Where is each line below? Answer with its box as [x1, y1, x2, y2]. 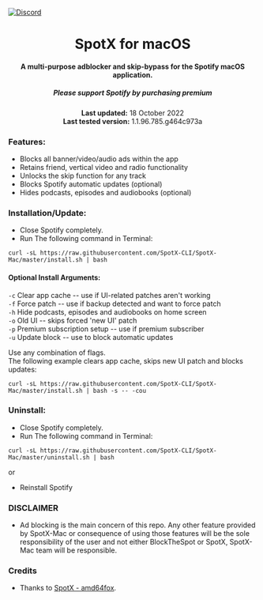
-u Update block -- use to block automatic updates [8, 332, 174, 342]
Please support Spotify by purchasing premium [53, 88, 212, 98]
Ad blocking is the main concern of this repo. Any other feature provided [19, 520, 256, 530]
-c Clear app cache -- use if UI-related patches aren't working [8, 290, 211, 300]
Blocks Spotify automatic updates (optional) [19, 179, 163, 189]
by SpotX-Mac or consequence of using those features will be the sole [19, 529, 250, 538]
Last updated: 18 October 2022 [81, 108, 184, 118]
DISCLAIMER [8, 502, 59, 513]
